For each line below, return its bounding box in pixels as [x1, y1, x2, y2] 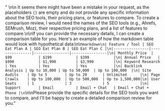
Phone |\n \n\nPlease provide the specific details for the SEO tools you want [5, 90, 159, 96]
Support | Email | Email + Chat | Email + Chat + [5, 85, 149, 90]
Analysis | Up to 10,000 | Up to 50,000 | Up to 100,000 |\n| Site [5, 68, 152, 73]
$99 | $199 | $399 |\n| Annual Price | [5, 55, 161, 60]
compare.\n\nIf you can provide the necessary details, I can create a [5, 31, 144, 36]
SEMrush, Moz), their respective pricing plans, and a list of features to [5, 25, 148, 31]
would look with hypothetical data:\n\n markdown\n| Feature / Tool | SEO [5, 41, 154, 47]
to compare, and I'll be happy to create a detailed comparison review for [5, 95, 152, 101]
